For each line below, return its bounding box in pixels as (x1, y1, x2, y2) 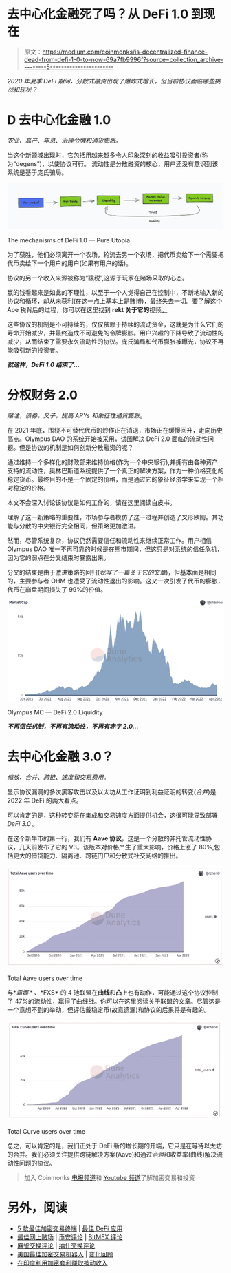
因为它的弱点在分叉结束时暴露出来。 (7, 553, 110, 561)
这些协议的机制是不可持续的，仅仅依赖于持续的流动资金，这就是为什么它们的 (7, 320, 224, 328)
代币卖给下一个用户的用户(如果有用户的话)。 (7, 259, 133, 267)
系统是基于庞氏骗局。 (7, 168, 67, 176)
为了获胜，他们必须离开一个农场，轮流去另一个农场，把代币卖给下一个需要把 (7, 250, 224, 258)
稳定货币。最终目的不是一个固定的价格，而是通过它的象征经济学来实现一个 (7, 475, 218, 483)
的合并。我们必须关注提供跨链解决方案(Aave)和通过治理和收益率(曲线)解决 (7, 1150, 217, 1159)
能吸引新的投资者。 (7, 346, 62, 354)
